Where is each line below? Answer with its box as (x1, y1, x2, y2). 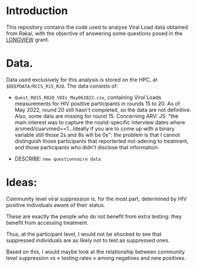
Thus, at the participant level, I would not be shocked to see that (6, 231, 162, 238)
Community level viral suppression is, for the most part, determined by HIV (6, 195, 187, 202)
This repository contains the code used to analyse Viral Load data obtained (6, 24, 188, 31)
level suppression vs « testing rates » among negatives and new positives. (6, 254, 186, 261)
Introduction (6, 4, 68, 18)
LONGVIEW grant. (6, 36, 50, 43)
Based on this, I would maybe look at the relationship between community (6, 248, 185, 255)
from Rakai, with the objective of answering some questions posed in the (6, 29, 183, 36)
